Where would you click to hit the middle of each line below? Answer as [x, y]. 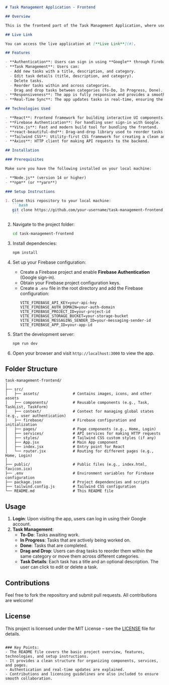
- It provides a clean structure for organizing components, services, [82, 661]
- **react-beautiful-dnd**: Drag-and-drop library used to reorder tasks [84, 132]
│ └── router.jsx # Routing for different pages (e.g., [80, 451]
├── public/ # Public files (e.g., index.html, [76, 465]
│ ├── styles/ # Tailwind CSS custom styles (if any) [81, 438]
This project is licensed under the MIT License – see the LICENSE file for [80, 628]
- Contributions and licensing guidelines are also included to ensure [82, 674]
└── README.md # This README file [59, 491]
